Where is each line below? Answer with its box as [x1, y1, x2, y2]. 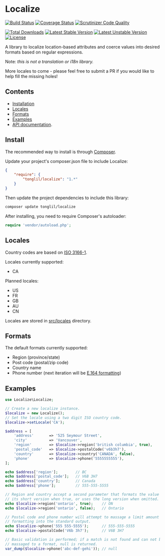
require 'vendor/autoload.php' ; [5, 222, 71, 228]
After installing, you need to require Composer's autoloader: [5, 213, 127, 219]
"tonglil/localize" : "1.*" [23, 177, 78, 182]
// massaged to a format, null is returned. [5, 541, 98, 547]
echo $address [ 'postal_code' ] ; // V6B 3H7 [5, 474, 98, 479]
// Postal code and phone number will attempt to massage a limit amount [5, 514, 160, 520]
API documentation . [12, 121, 53, 127]
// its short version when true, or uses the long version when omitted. [5, 497, 160, 502]
